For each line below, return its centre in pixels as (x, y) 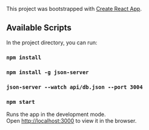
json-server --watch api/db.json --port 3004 (75, 87)
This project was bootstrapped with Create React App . (74, 9)
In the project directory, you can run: (52, 43)
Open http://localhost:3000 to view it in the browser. (71, 120)
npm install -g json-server (48, 72)
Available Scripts (39, 28)
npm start (21, 102)
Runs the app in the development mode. (56, 114)
